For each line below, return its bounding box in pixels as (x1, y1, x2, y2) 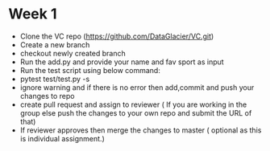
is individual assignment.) (19, 133, 105, 143)
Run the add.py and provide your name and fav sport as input (19, 57, 224, 67)
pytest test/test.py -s (19, 74, 90, 84)
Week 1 (8, 5, 57, 23)
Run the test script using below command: (19, 65, 161, 75)
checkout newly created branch (19, 48, 127, 58)
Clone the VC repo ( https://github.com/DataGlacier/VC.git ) (19, 31, 214, 41)
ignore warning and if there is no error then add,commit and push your (19, 82, 255, 92)
